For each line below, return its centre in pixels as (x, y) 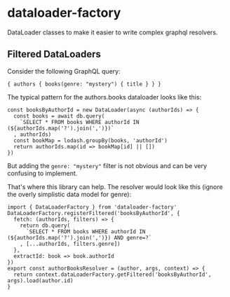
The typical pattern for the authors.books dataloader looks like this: (104, 97)
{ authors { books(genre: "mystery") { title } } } (84, 84)
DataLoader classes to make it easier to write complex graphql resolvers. (113, 32)
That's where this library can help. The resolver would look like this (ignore (115, 186)
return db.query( (45, 226)
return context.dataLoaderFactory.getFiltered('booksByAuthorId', (113, 275)
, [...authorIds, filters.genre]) (70, 244)
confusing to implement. (42, 173)
